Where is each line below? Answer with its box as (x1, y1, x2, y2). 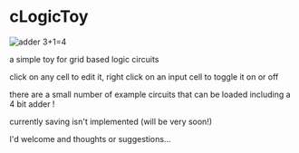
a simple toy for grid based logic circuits (9, 53, 159, 64)
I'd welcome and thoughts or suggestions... (9, 133, 171, 144)
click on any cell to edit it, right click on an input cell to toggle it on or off (9, 71, 279, 82)
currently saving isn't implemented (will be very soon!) (9, 116, 213, 127)
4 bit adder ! (9, 98, 55, 110)
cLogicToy (9, 6, 89, 27)
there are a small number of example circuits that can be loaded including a (9, 89, 292, 100)
